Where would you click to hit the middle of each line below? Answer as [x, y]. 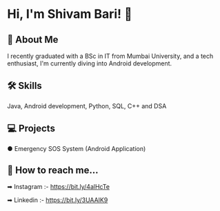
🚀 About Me [33, 40]
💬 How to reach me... [53, 171]
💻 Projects [31, 129]
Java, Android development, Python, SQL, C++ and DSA [87, 105]
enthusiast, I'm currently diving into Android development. [90, 63]
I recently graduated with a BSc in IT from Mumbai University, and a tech [110, 56]
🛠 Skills [25, 86]
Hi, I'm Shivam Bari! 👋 [70, 14]
